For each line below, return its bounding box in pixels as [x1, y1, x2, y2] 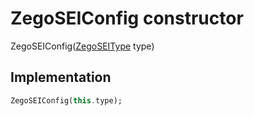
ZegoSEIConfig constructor [10, 7, 244, 30]
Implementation [10, 69, 112, 86]
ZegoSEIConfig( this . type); [10, 95, 123, 106]
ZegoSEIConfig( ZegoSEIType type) [10, 40, 155, 52]
